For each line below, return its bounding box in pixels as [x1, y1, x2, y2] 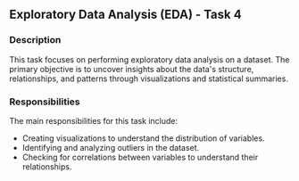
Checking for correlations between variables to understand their [21, 152, 259, 162]
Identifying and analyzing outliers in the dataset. [21, 142, 200, 152]
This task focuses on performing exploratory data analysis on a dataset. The [9, 53, 290, 65]
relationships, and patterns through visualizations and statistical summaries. [9, 73, 288, 84]
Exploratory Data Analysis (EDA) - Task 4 [9, 7, 243, 22]
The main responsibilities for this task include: [9, 115, 179, 126]
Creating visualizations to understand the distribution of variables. [21, 133, 265, 144]
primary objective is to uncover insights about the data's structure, [9, 63, 254, 74]
